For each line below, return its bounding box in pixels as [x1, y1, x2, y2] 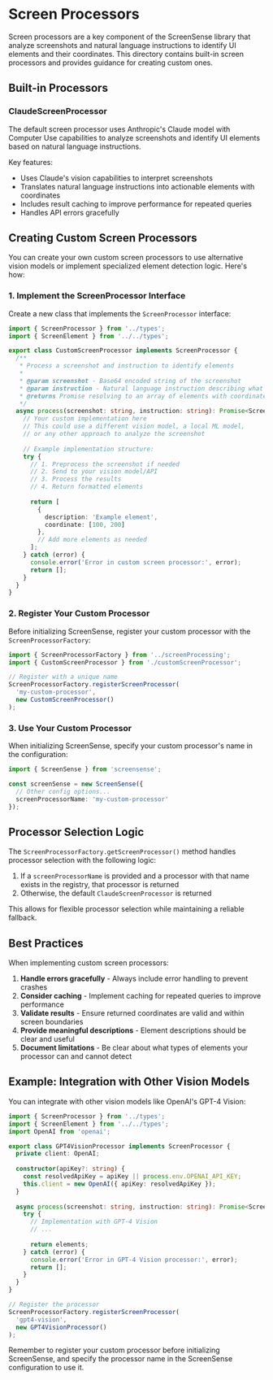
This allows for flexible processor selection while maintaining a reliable [8, 904, 245, 914]
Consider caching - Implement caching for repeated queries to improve [19, 991, 262, 1001]
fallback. [8, 912, 37, 923]
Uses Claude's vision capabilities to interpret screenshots [19, 172, 214, 183]
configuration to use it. [8, 1363, 84, 1373]
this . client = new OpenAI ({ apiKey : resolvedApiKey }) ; [23, 1180, 217, 1188]
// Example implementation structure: [23, 445, 154, 453]
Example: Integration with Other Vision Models [8, 1075, 250, 1089]
